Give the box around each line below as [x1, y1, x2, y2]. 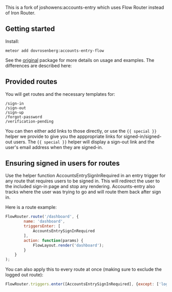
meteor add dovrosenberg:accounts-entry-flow [5, 48, 104, 53]
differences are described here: [5, 62, 72, 69]
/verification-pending [5, 119, 54, 124]
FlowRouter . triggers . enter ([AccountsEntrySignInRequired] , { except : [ [5, 282, 159, 287]
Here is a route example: [5, 204, 57, 211]
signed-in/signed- [123, 133, 162, 139]
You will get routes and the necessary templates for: [5, 91, 115, 97]
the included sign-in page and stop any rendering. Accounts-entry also [5, 183, 155, 190]
